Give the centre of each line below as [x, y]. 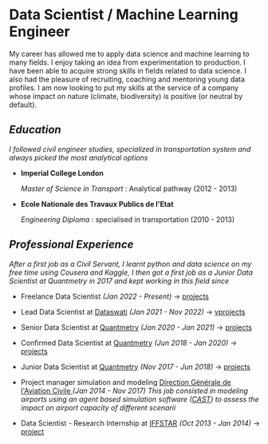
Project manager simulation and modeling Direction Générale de [126, 382]
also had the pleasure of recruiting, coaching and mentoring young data [127, 79]
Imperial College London [62, 172]
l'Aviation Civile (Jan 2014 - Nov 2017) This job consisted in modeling [134, 390]
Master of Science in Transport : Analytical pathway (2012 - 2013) [129, 188]
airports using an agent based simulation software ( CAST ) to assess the [140, 399]
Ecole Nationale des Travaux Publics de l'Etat [97, 204]
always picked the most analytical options [79, 157]
